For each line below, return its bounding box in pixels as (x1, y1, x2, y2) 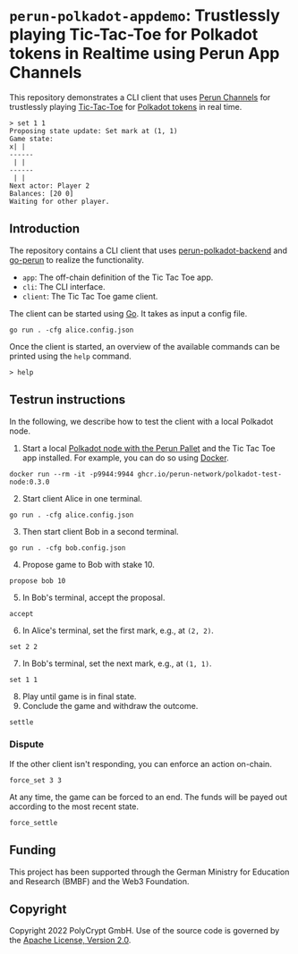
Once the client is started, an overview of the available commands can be (9, 341, 280, 351)
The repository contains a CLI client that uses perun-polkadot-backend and (9, 245, 288, 256)
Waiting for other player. (9, 197, 110, 206)
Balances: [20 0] (9, 189, 74, 198)
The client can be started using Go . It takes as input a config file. (9, 308, 248, 318)
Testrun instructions (9, 393, 126, 408)
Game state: (9, 134, 54, 143)
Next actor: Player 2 (9, 181, 90, 190)
